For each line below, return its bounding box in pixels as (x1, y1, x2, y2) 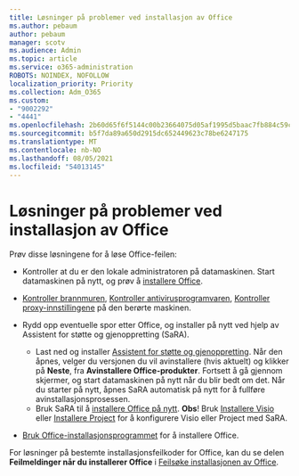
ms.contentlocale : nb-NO (9, 145, 101, 154)
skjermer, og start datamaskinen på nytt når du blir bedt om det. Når (35, 375, 286, 386)
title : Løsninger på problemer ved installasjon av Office (9, 12, 233, 22)
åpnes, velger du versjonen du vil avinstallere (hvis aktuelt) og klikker (35, 356, 289, 366)
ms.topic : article (9, 54, 77, 63)
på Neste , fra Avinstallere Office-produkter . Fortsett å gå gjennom (35, 365, 283, 376)
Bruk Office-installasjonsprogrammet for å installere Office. (21, 430, 239, 441)
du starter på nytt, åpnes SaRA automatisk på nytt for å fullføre (35, 384, 265, 395)
